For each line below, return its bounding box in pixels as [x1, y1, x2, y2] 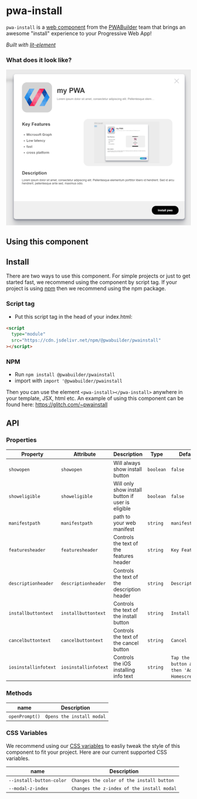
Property [21, 451, 44, 458]
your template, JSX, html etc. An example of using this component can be [6, 395, 184, 402]
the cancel [113, 640, 139, 647]
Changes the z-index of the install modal [71, 785, 177, 791]
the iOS [113, 660, 131, 667]
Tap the [171, 655, 190, 661]
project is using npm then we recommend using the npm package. [6, 285, 167, 292]
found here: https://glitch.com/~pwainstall [6, 401, 108, 408]
